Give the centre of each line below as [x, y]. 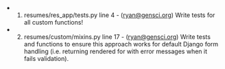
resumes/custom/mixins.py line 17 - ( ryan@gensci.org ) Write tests [117, 37]
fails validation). [46, 58]
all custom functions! [54, 22]
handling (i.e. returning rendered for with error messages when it [116, 51]
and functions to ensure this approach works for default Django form [121, 44]
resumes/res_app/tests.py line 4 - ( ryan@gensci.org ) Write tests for [119, 15]
